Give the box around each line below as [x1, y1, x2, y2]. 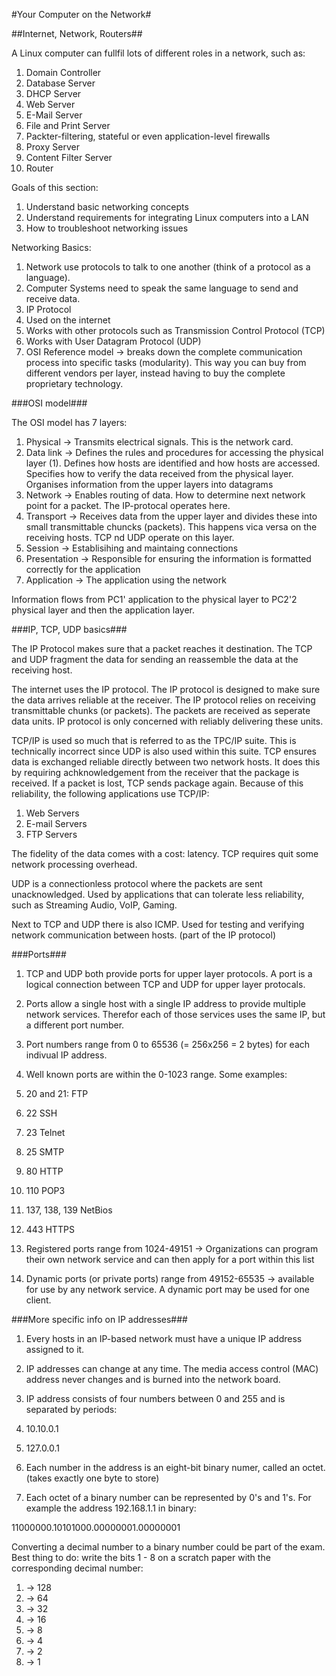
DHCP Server [25, 88, 82, 99]
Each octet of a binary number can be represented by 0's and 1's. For [25, 1492, 312, 1503]
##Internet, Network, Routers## [11, 28, 143, 39]
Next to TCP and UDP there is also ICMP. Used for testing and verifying [11, 919, 305, 930]
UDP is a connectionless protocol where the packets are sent [11, 878, 263, 889]
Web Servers [25, 807, 80, 819]
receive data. [25, 293, 81, 304]
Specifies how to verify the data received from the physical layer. [25, 468, 294, 479]
